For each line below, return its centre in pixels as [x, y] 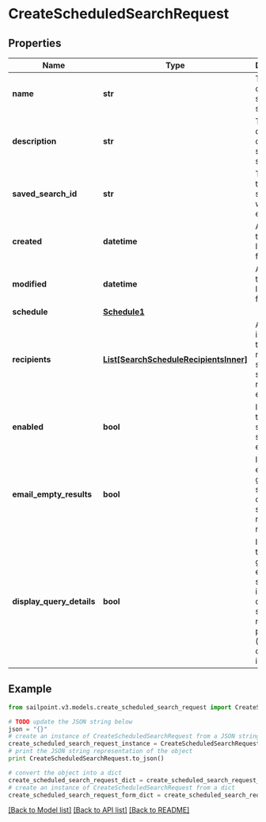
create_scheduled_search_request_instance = [83, 744]
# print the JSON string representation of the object [101, 751]
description [34, 141]
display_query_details [54, 601]
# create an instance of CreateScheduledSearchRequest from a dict [122, 787]
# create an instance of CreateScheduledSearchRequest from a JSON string [134, 736]
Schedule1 [123, 312]
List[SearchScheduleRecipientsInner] [175, 359]
